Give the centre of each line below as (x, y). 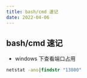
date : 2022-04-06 (28, 17)
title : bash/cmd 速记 (32, 12)
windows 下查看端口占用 (45, 59)
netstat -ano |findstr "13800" (44, 70)
